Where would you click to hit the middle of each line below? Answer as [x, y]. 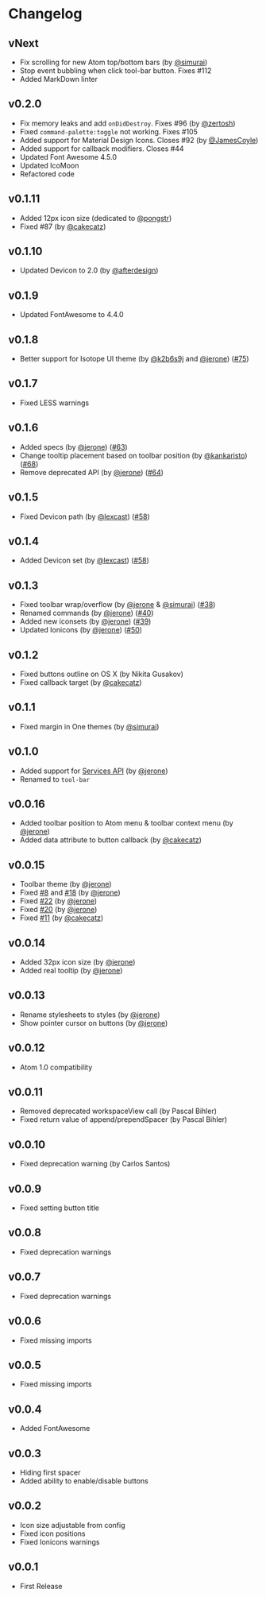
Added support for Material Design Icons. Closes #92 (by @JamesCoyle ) [139, 140]
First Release [41, 1586]
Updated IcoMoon [49, 165]
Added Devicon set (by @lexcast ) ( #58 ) [84, 560]
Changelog [45, 14]
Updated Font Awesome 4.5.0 [68, 157]
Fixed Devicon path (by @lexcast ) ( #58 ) [85, 516]
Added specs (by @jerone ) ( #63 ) [74, 447]
